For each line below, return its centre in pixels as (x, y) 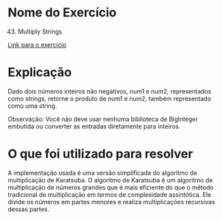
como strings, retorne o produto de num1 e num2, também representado (109, 98)
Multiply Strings (40, 31)
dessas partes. (29, 209)
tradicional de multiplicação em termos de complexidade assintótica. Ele (110, 194)
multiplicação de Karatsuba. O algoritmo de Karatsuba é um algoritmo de (110, 180)
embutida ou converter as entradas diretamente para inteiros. (94, 126)
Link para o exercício (37, 44)
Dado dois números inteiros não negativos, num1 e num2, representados (110, 91)
